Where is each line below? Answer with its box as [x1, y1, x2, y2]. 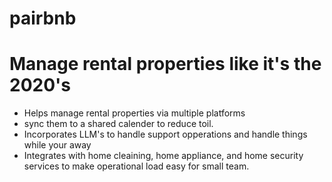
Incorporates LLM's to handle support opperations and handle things [23, 128, 308, 141]
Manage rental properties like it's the [9, 53, 322, 76]
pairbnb [9, 7, 77, 30]
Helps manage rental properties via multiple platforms [23, 107, 246, 119]
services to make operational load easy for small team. [23, 160, 250, 172]
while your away [23, 139, 92, 151]
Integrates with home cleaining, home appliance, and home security [23, 150, 304, 162]
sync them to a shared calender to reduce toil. [23, 118, 214, 130]
